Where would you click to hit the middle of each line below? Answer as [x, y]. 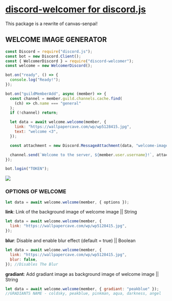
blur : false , [24, 260]
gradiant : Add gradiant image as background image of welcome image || [82, 274]
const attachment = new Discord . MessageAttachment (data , [72, 145]
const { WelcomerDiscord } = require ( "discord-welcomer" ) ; [70, 61]
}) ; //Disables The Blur [32, 264]
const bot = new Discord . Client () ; [43, 56]
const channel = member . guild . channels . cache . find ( [66, 98]
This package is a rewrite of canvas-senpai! [51, 24]
